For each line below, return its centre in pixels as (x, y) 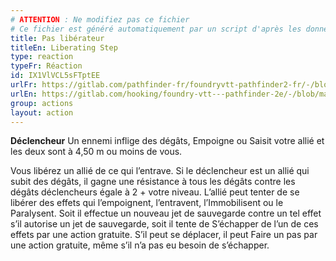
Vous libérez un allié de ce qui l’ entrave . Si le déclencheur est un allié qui (160, 171)
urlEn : (24, 94)
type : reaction (42, 57)
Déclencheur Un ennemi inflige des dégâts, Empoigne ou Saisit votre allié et (167, 141)
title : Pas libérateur (57, 38)
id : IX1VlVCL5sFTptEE (55, 76)
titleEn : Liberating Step (64, 47)
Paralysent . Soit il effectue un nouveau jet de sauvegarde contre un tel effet (166, 213)
